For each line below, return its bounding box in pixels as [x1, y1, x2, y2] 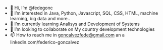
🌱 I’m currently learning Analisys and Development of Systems [10, 21, 140, 27]
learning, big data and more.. [10, 16, 71, 21]
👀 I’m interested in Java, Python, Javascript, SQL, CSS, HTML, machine [10, 10, 158, 16]
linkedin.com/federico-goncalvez [10, 39, 79, 45]
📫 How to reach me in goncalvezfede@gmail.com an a [10, 32, 125, 38]
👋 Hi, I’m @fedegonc [10, 5, 53, 11]
